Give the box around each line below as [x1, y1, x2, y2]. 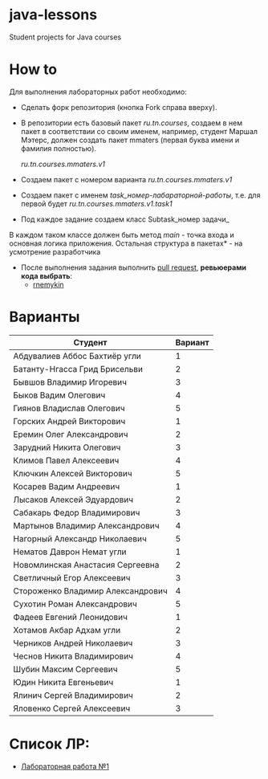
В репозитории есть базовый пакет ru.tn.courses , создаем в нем [20, 118, 243, 128]
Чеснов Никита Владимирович [13, 651, 134, 662]
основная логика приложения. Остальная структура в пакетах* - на [9, 239, 243, 248]
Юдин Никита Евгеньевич [13, 676, 114, 687]
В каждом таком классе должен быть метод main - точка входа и [9, 230, 235, 239]
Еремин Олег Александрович [13, 428, 128, 439]
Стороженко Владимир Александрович [13, 585, 168, 596]
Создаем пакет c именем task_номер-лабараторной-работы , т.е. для [20, 190, 261, 200]
